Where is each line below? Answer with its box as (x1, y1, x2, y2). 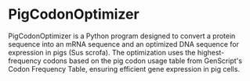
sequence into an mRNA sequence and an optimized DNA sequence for (8, 39, 239, 48)
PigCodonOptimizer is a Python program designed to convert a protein (8, 31, 236, 40)
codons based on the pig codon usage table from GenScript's (42, 56, 243, 65)
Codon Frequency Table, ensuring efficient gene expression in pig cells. (8, 64, 241, 73)
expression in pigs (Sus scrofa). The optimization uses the (8, 48, 196, 57)
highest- (197, 48, 225, 57)
